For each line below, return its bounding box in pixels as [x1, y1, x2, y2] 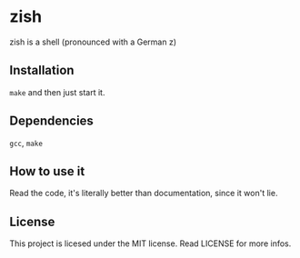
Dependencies [9, 114, 94, 129]
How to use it [9, 164, 85, 179]
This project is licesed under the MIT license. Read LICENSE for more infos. [9, 238, 292, 249]
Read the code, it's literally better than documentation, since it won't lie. [9, 188, 278, 199]
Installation [9, 63, 75, 78]
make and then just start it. [9, 86, 105, 97]
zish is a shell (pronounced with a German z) [9, 36, 177, 47]
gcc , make [9, 137, 44, 148]
